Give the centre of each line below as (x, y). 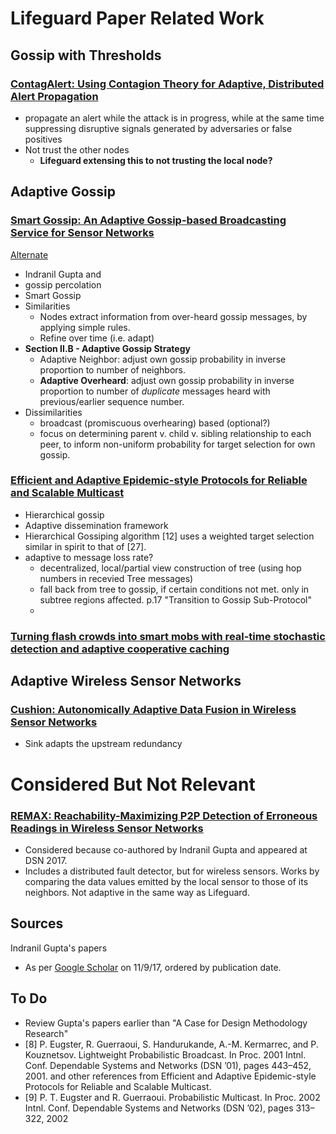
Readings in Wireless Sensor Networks (107, 828)
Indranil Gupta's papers (59, 948)
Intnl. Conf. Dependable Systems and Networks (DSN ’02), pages (159, 1108)
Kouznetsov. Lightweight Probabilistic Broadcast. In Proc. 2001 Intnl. (165, 1054)
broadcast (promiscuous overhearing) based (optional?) (155, 423)
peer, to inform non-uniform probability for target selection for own (177, 444)
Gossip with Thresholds (86, 55)
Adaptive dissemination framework (96, 525)
